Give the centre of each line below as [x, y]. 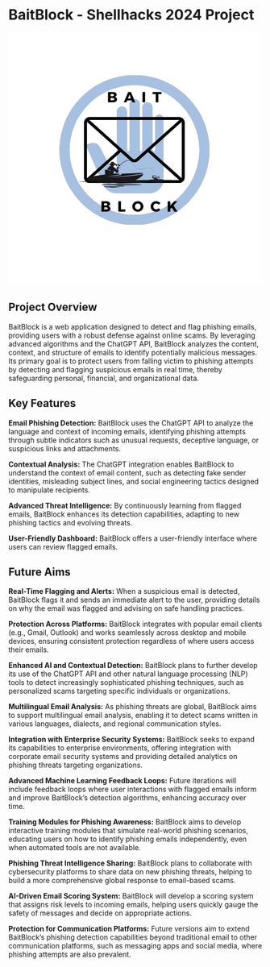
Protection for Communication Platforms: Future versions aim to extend [129, 929]
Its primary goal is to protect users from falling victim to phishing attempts [131, 361]
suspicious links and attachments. [64, 448]
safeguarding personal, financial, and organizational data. [104, 378]
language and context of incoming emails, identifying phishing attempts [127, 431]
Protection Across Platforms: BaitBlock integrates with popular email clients [135, 624]
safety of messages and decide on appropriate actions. [100, 913]
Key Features [42, 403]
